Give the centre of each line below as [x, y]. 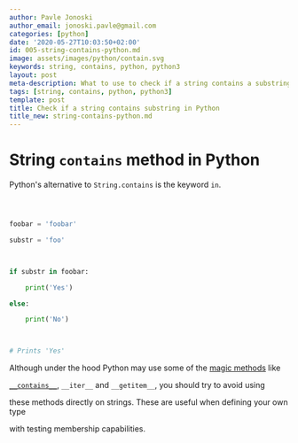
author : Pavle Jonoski [51, 17]
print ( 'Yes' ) [49, 288]
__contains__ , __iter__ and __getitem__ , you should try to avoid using [137, 385]
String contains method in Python [134, 160]
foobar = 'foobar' [43, 224]
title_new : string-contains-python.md [81, 116]
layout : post [33, 75]
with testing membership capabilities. [78, 429]
